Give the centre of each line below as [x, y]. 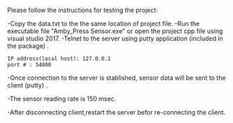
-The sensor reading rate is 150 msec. [62, 99]
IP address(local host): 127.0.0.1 [59, 59]
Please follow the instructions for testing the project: [83, 10]
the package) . [28, 46]
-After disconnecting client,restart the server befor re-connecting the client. [116, 112]
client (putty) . [28, 85]
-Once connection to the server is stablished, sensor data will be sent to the [116, 78]
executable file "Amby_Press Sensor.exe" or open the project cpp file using [115, 31]
